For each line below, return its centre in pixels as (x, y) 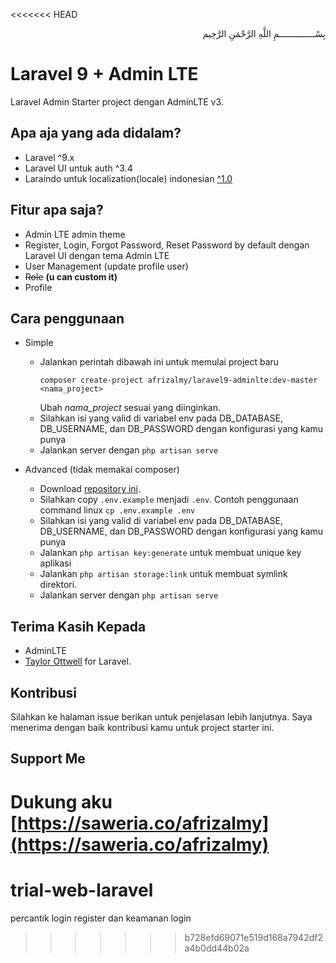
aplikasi (55, 563)
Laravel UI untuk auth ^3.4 (78, 168)
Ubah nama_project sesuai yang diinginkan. (130, 408)
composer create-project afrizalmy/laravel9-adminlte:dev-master (178, 380)
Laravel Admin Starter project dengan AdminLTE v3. (117, 101)
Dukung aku (61, 801)
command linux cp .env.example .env (117, 510)
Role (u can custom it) (71, 276)
